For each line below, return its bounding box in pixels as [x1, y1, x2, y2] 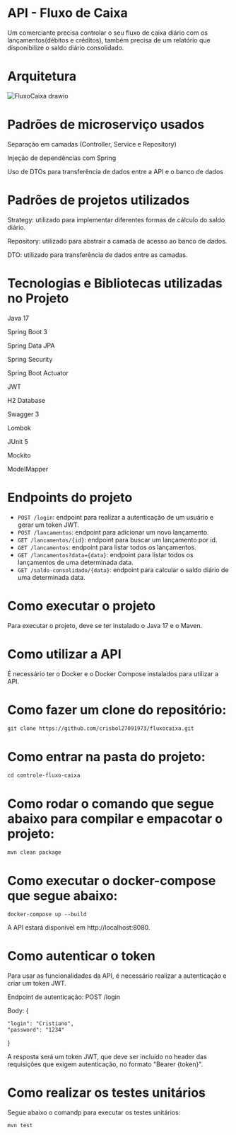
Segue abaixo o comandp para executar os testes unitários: [7, 1108, 181, 1117]
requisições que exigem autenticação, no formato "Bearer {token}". [7, 1060, 203, 1068]
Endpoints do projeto [7, 489, 133, 506]
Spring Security [7, 355, 53, 363]
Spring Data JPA [7, 341, 55, 350]
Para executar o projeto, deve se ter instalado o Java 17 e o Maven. [7, 621, 203, 629]
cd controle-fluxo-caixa [7, 772, 81, 780]
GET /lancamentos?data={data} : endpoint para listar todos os [17, 550, 194, 559]
